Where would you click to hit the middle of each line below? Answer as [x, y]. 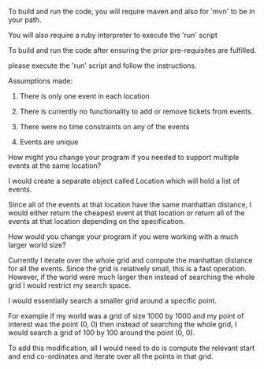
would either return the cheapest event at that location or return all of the [127, 213]
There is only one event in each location [84, 96]
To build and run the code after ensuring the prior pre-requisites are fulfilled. [132, 50]
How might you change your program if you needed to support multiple [124, 157]
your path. [25, 20]
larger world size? [37, 245]
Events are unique [49, 142]
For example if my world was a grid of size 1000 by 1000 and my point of [126, 316]
